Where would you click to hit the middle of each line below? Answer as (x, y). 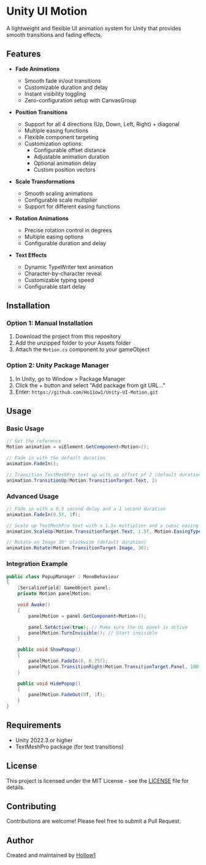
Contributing (31, 806)
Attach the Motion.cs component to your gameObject (82, 349)
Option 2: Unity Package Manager (58, 365)
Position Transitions (41, 112)
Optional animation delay (65, 163)
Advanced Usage (32, 496)
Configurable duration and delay (65, 243)
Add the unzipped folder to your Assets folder (73, 343)
